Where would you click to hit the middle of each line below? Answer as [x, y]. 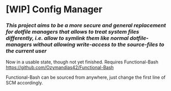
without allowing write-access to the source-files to [98, 44]
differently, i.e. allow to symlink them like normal [67, 38]
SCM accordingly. [24, 83]
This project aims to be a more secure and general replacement [86, 26]
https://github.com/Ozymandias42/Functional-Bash [60, 67]
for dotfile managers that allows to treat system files [73, 32]
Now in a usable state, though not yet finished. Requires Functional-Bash [82, 62]
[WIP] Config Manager [54, 9]
